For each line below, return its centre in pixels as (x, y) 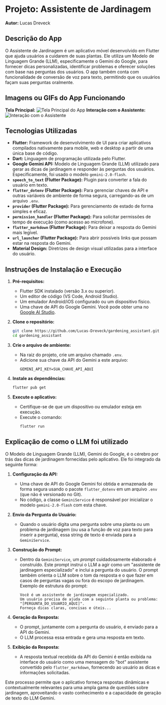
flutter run (32, 426)
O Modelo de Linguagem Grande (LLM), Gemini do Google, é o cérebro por (82, 454)
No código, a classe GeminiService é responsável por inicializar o (86, 500)
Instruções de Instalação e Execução (63, 269)
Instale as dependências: (39, 378)
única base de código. (35, 153)
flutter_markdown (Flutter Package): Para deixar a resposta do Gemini (84, 227)
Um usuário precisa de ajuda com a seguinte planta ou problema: (89, 599)
